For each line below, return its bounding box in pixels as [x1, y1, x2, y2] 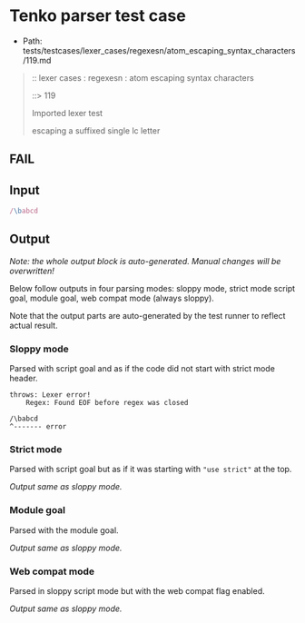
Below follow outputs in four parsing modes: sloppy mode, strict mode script [9, 282, 296, 293]
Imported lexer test [31, 107, 103, 118]
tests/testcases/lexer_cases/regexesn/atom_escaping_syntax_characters [22, 44, 296, 55]
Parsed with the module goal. [9, 524, 120, 536]
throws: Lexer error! [9, 391, 92, 400]
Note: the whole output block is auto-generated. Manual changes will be [9, 255, 281, 266]
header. [9, 373, 38, 384]
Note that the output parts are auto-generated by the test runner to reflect [9, 310, 286, 321]
